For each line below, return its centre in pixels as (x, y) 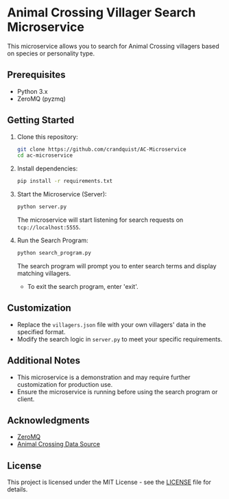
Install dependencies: (47, 168)
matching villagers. (44, 273)
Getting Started (41, 120)
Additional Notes (44, 361)
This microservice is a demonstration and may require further (104, 377)
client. (26, 399)
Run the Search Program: (53, 240)
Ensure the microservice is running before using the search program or (117, 392)
